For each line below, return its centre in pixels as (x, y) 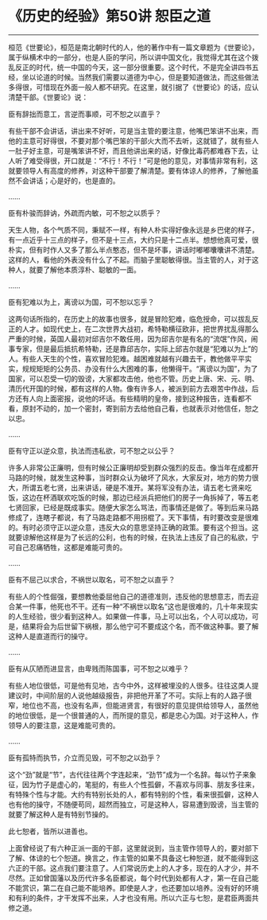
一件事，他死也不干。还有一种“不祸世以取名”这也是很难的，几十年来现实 (140, 606)
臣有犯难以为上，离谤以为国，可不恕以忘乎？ (81, 302)
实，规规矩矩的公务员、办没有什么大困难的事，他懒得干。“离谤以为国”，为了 (133, 368)
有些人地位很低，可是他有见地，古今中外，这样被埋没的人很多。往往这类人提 (133, 685)
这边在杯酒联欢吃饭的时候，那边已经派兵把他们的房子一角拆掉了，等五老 (140, 497)
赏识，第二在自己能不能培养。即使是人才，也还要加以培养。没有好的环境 (140, 887)
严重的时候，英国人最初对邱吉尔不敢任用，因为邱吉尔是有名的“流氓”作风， (130, 338)
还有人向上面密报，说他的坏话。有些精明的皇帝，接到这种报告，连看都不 (133, 398)
